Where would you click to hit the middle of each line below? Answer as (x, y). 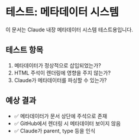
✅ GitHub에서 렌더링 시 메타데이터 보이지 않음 (67, 123)
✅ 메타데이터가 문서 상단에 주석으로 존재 (61, 116)
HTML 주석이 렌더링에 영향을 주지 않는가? (62, 73)
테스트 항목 (25, 50)
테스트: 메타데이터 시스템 (62, 12)
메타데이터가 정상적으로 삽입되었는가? (57, 65)
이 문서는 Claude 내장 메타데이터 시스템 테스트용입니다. (69, 30)
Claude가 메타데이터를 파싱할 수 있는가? (60, 80)
